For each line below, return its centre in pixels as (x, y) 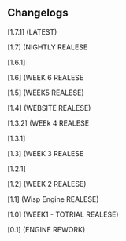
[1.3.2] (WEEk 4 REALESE (48, 123)
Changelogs (38, 13)
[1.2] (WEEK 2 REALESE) (47, 184)
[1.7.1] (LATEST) (32, 31)
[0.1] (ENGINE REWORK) (46, 229)
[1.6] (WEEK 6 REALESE (46, 77)
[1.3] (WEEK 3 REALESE (46, 153)
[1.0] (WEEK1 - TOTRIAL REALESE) (63, 214)
